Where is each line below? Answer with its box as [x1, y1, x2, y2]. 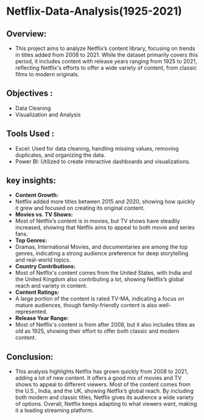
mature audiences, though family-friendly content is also [15, 302, 158, 309]
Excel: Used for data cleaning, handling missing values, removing [15, 144, 179, 152]
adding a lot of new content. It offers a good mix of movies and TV [15, 374, 182, 382]
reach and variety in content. [15, 282, 88, 290]
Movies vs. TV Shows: [15, 211, 73, 218]
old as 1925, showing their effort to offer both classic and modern [15, 327, 180, 335]
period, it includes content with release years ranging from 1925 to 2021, [15, 58, 197, 65]
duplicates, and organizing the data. [15, 151, 105, 158]
